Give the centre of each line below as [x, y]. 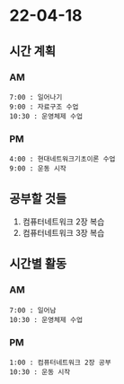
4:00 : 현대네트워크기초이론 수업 [62, 159]
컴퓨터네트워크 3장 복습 [63, 232]
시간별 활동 [38, 264]
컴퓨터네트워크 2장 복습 [63, 222]
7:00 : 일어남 [33, 310]
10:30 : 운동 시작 [40, 372]
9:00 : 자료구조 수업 [44, 107]
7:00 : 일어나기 [36, 97]
